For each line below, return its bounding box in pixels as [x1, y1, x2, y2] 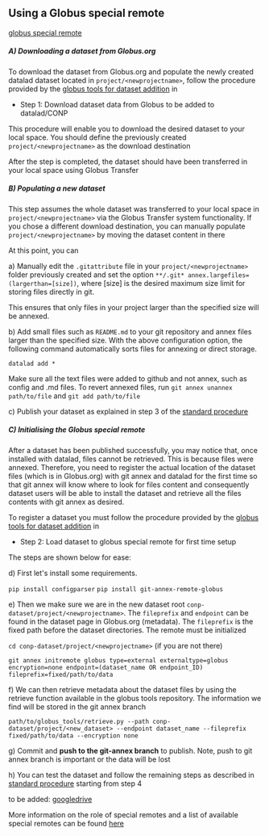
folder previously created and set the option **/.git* [8, 270, 185, 279]
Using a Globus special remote [8, 6, 165, 20]
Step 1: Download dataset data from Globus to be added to [19, 99, 215, 109]
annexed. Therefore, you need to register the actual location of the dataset [8, 462, 256, 472]
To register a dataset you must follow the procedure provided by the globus [8, 512, 259, 522]
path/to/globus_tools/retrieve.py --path [8, 717, 150, 725]
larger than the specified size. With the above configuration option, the [8, 335, 243, 345]
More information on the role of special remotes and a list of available [8, 809, 239, 819]
